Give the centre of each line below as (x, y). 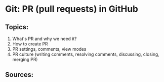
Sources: (19, 75)
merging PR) (25, 59)
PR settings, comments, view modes (49, 49)
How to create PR (30, 44)
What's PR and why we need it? (44, 39)
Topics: (17, 27)
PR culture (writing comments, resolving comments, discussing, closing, (86, 54)
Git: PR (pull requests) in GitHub (72, 9)
